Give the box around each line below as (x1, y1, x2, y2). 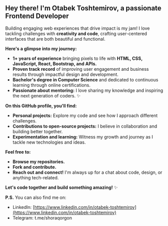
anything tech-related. (12, 174, 59, 180)
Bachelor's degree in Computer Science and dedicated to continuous (12, 76, 158, 82)
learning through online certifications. (12, 82, 91, 88)
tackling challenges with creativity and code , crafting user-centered (5, 30, 147, 37)
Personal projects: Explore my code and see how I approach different (12, 112, 158, 119)
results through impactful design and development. (12, 71, 119, 77)
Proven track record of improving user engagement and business (12, 66, 149, 72)
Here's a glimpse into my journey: (5, 45, 77, 52)
